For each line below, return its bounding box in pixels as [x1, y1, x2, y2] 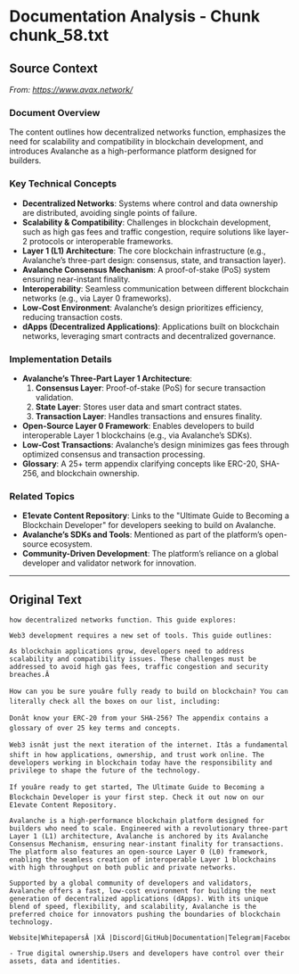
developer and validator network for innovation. [21, 557, 197, 568]
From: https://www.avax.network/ [9, 85, 133, 95]
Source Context [9, 61, 98, 76]
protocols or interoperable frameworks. [29, 235, 174, 246]
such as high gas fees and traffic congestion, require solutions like [21, 226, 266, 237]
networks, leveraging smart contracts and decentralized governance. [21, 330, 276, 341]
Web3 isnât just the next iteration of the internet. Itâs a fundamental [9, 740, 289, 749]
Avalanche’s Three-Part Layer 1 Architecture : [21, 373, 193, 384]
